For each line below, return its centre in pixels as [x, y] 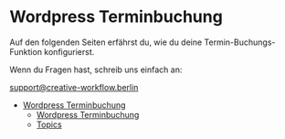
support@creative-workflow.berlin [74, 87]
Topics [49, 124]
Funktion [26, 51]
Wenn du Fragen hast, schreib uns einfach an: [96, 69]
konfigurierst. [69, 51]
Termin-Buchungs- [240, 42]
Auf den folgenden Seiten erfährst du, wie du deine [106, 42]
